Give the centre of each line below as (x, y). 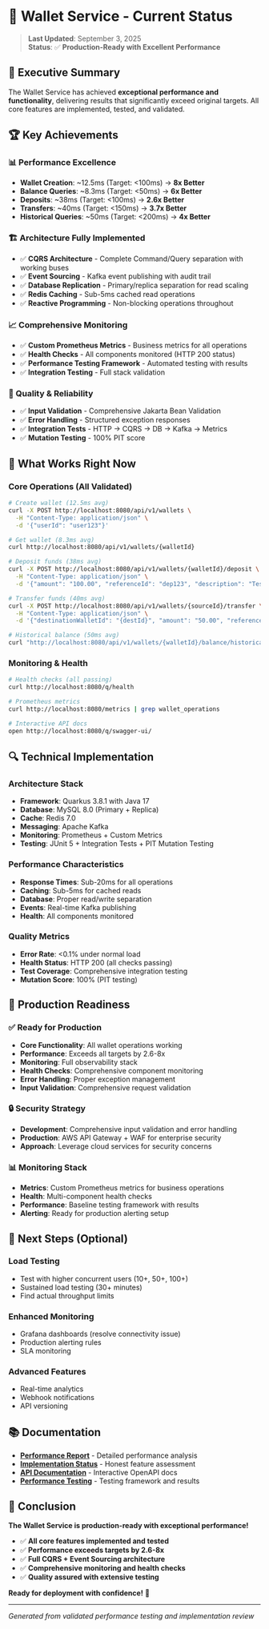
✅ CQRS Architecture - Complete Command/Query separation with (131, 259)
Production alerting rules (60, 1342)
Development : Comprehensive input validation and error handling (128, 1129)
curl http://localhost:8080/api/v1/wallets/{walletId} (102, 548)
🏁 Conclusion (42, 1506)
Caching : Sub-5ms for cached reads (80, 890)
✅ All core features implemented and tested (94, 1541)
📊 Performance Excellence (62, 162)
